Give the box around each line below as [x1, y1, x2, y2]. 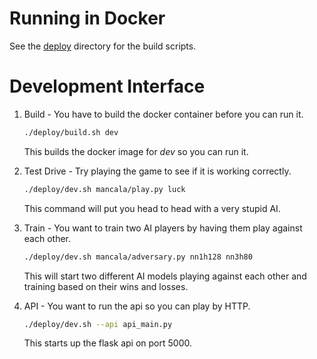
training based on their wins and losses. [23, 280, 189, 292]
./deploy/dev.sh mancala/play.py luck [23, 184, 186, 194]
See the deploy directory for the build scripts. [9, 40, 197, 52]
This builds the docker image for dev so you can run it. [23, 145, 249, 157]
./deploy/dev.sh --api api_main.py [23, 319, 173, 329]
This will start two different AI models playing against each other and [23, 270, 307, 282]
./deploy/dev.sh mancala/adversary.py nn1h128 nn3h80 [23, 252, 253, 262]
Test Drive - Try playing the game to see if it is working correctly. [23, 165, 292, 177]
